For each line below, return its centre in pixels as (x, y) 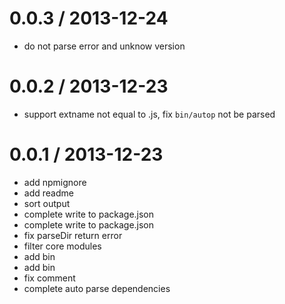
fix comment (49, 278)
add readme (48, 193)
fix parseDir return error (73, 235)
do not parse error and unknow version (104, 46)
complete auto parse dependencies (97, 288)
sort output (47, 203)
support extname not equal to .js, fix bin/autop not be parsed (149, 114)
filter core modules (62, 246)
